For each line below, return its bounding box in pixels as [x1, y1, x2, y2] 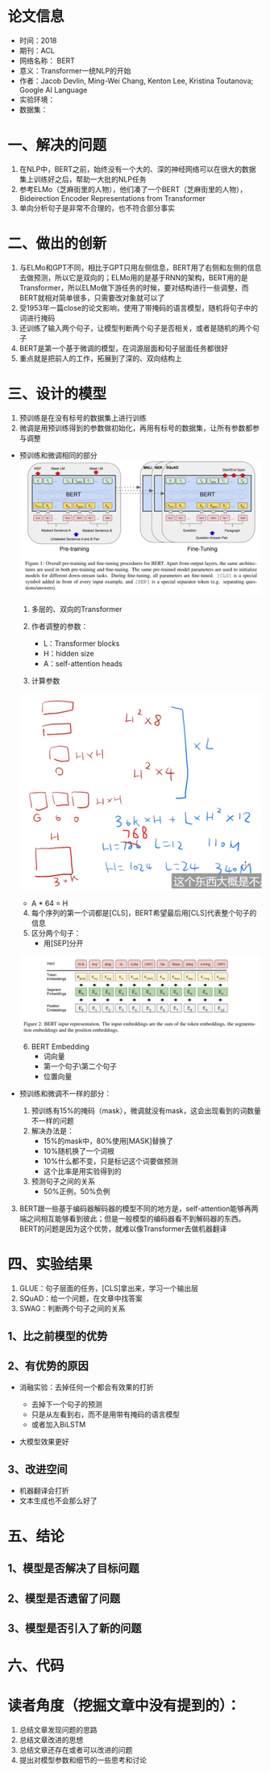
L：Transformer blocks [43, 639, 120, 648]
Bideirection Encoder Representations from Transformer [19, 193, 206, 203]
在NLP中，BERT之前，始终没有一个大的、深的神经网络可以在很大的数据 [19, 164, 256, 174]
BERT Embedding [31, 1041, 89, 1051]
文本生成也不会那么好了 [19, 1495, 98, 1506]
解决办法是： [31, 1125, 74, 1135]
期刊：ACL [19, 45, 56, 55]
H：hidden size [43, 648, 94, 658]
